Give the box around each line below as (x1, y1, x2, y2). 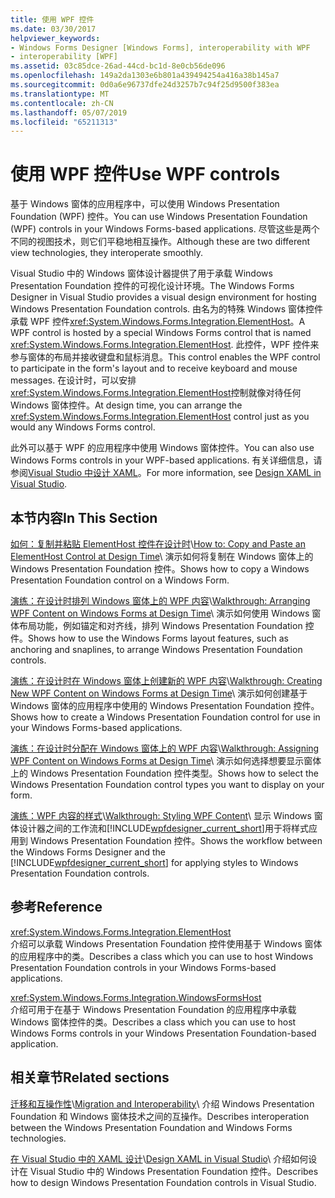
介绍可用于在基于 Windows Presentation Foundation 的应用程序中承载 (10, 1003, 297, 1015)
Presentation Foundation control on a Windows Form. (10, 574, 230, 586)
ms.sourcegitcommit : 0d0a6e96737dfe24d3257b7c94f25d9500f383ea (10, 80, 280, 90)
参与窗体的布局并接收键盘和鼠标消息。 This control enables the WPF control (10, 351, 321, 363)
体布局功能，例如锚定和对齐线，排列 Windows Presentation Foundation (10, 620, 303, 631)
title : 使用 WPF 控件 (10, 14, 95, 25)
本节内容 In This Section (10, 509, 158, 526)
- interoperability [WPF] (10, 52, 118, 62)
